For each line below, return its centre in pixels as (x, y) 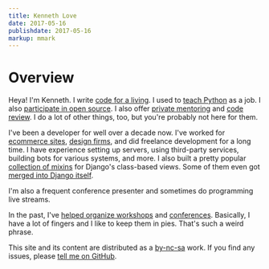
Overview (41, 78)
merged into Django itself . (51, 175)
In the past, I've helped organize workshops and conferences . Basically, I (129, 215)
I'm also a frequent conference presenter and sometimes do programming (131, 191)
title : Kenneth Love (43, 16)
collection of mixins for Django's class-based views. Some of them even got (134, 167)
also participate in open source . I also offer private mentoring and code (126, 108)
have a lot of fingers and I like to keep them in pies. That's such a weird (126, 224)
